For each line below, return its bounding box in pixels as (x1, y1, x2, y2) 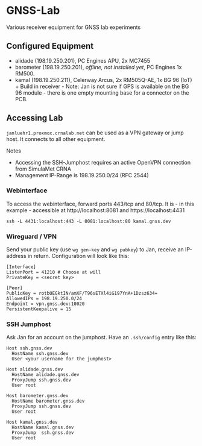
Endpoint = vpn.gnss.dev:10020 (6, 301, 85, 307)
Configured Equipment (6, 41, 94, 51)
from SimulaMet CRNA (14, 165, 71, 172)
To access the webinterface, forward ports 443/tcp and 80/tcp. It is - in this (6, 200, 194, 207)
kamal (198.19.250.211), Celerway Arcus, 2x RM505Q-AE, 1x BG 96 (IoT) (14, 76, 192, 83)
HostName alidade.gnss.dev (11, 372, 80, 378)
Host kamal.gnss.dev (6, 419, 58, 426)
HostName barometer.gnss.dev (11, 398, 85, 404)
